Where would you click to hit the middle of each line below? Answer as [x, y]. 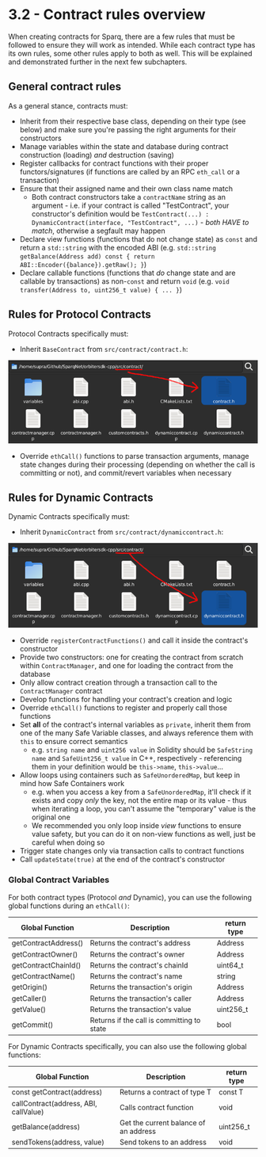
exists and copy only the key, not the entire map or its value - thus [139, 800]
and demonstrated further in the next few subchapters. [98, 62]
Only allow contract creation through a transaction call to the [118, 682]
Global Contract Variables [59, 880]
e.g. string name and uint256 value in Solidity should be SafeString [142, 750]
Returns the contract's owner [137, 954]
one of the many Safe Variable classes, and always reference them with [136, 733]
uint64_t [230, 965]
